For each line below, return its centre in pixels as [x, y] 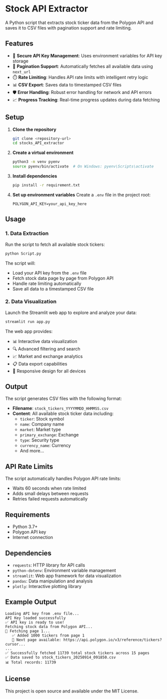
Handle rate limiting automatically [47, 283]
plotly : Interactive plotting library [47, 586]
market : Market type [40, 429]
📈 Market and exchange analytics [47, 356]
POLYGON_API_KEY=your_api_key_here [49, 204]
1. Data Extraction [27, 233]
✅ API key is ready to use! [35, 622]
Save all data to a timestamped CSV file [53, 288]
